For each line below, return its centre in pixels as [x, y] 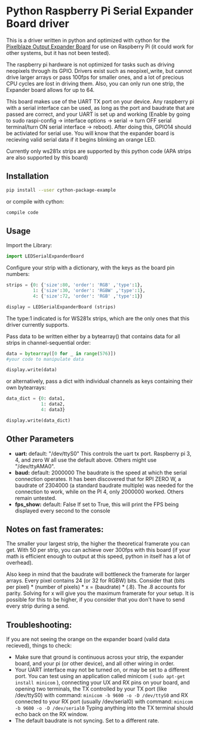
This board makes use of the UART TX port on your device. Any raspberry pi [100, 101]
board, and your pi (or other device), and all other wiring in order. [95, 664]
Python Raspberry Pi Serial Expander [100, 11]
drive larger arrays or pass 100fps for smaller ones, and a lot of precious [95, 77]
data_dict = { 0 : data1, [36, 398]
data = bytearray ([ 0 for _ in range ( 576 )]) [61, 354]
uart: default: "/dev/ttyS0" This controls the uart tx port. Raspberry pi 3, [103, 453]
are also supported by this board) [47, 157]
